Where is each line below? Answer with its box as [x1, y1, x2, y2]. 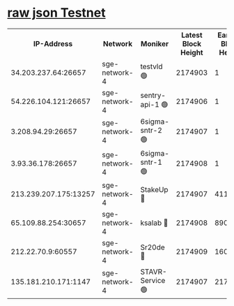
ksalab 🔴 [140, 218, 169, 228]
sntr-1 [140, 157, 162, 167]
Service [140, 275, 166, 285]
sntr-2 [140, 125, 162, 135]
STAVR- [140, 267, 167, 277]
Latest [180, 30, 203, 40]
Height [180, 48, 203, 57]
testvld [140, 61, 163, 71]
